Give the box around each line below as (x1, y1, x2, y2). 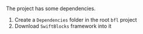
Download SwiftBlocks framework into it (14, 23, 112, 29)
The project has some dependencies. (6, 5, 96, 12)
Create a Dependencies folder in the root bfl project (14, 16, 137, 23)
